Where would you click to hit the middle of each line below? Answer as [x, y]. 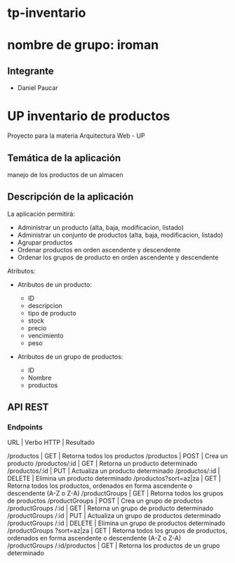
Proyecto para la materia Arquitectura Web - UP [76, 136]
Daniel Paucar [38, 88]
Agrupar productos [45, 242]
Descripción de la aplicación [70, 197]
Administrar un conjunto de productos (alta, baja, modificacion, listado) [120, 235]
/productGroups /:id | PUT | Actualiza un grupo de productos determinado [114, 516]
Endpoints [25, 427]
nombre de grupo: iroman [83, 45]
